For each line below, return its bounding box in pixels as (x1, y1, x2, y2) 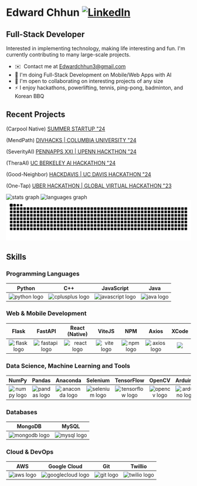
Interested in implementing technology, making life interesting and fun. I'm (6, 45, 186, 52)
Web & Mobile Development (6, 309, 87, 317)
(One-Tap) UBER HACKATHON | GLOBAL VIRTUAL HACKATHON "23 (6, 182, 172, 189)
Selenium (86, 377, 110, 384)
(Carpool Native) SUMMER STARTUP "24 (6, 125, 106, 132)
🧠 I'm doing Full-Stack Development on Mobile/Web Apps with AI (14, 71, 172, 78)
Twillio (130, 462, 147, 470)
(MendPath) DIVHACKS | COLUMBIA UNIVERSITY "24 (6, 136, 137, 143)
